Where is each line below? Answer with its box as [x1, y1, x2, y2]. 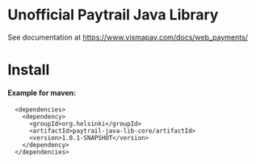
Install [7, 61, 50, 79]
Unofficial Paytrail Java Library [7, 6, 219, 24]
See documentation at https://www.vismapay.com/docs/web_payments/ [7, 32, 248, 42]
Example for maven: [7, 87, 77, 98]
